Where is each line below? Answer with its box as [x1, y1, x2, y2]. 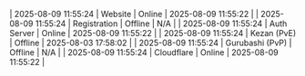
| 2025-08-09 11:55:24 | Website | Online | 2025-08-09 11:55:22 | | [9, 9, 259, 19]
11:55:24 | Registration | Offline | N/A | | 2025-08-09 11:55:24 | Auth [35, 18, 288, 29]
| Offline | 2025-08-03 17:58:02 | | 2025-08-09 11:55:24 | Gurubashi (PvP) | [9, 37, 292, 48]
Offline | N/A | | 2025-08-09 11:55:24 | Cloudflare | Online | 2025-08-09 [9, 47, 280, 58]
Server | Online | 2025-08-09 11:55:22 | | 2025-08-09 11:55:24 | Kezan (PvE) [9, 28, 297, 38]
